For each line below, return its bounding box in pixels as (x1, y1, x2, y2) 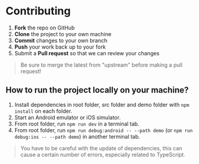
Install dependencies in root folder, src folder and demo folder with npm (14, 101, 190, 108)
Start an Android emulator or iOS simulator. (14, 114, 121, 121)
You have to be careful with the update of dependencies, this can (20, 144, 183, 151)
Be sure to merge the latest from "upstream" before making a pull (20, 61, 183, 68)
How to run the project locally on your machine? (5, 85, 189, 96)
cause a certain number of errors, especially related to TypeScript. (20, 151, 186, 158)
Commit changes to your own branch (14, 37, 108, 44)
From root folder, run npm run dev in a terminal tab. (14, 120, 139, 127)
